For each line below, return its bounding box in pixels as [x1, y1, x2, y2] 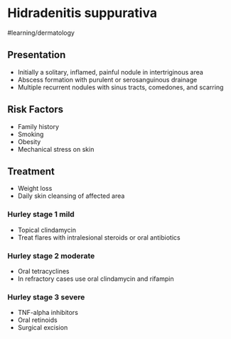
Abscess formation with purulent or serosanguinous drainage [17, 75, 198, 84]
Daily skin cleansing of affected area [17, 191, 125, 200]
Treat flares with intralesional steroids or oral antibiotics [17, 233, 181, 242]
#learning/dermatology [7, 28, 75, 37]
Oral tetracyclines [17, 267, 70, 275]
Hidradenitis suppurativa [7, 5, 158, 21]
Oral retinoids [17, 316, 58, 324]
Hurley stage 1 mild [7, 209, 75, 219]
